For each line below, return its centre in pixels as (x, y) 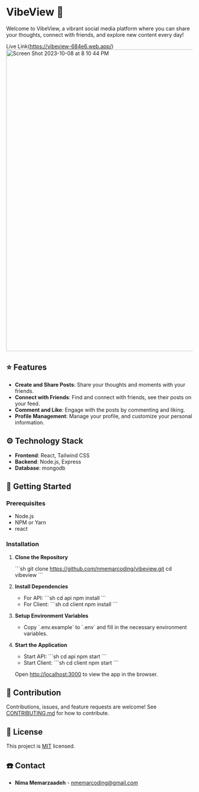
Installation (23, 544)
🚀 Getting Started (39, 486)
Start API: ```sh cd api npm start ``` (65, 656)
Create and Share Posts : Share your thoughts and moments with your (100, 384)
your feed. (27, 403)
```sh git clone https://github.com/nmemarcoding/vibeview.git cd (93, 569)
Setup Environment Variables (52, 615)
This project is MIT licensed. (41, 746)
